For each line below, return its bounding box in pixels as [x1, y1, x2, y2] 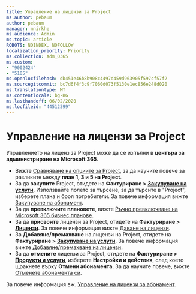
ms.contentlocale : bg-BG [6, 92, 68, 98]
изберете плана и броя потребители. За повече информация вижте [14, 193, 188, 200]
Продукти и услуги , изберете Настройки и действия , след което [14, 256, 184, 264]
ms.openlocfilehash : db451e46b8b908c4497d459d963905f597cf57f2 [6, 76, 168, 82]
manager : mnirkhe [6, 25, 50, 32]
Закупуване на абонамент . [14, 199, 84, 206]
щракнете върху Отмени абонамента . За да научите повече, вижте [14, 263, 190, 270]
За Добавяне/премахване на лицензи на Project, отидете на [14, 231, 171, 238]
